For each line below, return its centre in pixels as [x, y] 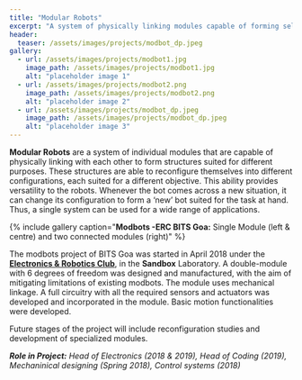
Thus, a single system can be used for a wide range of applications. [135, 209]
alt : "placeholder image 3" [78, 127]
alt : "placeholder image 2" [78, 101]
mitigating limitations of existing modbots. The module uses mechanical [142, 283]
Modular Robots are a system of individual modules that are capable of [142, 152]
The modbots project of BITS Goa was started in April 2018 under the [137, 254]
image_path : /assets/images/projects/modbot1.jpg [120, 68]
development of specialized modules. [79, 338]
